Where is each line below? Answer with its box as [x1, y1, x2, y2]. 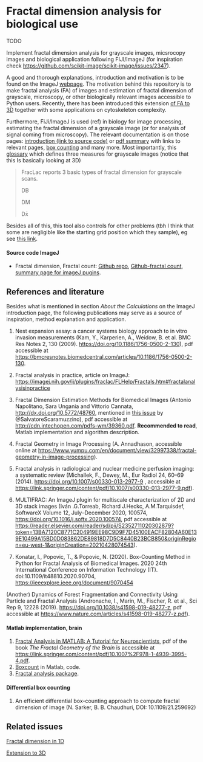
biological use [6, 17, 79, 31]
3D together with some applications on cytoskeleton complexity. [6, 106, 167, 113]
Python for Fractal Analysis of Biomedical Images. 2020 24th [15, 559, 167, 567]
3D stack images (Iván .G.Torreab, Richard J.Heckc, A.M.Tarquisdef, [15, 502, 185, 510]
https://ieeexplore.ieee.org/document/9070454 [15, 579, 133, 586]
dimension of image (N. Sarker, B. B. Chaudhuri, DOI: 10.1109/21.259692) [15, 704, 196, 711]
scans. [21, 175, 38, 182]
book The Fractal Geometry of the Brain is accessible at [15, 644, 155, 651]
